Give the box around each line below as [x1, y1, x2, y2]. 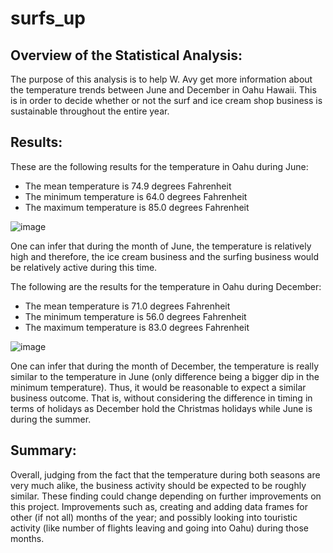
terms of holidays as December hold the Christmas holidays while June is [10, 402, 313, 414]
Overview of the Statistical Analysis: [10, 47, 243, 64]
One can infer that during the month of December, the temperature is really [10, 360, 320, 372]
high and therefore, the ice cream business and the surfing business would [10, 250, 320, 262]
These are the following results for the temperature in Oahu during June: [10, 160, 309, 172]
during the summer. [10, 413, 92, 425]
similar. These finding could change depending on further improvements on [10, 490, 322, 502]
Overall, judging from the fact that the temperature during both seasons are [10, 468, 321, 481]
